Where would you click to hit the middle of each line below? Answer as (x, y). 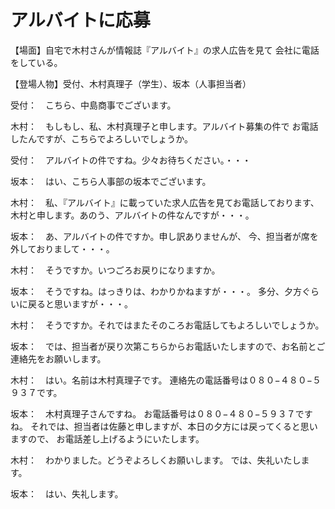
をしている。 (36, 62)
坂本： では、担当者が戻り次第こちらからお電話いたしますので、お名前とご (168, 346)
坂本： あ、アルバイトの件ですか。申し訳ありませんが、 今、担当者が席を (164, 236)
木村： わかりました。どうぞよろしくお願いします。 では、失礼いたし (156, 460)
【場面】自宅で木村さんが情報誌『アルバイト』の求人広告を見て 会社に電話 (165, 50)
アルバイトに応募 (80, 20)
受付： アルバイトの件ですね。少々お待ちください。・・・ (131, 160)
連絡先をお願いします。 (58, 358)
